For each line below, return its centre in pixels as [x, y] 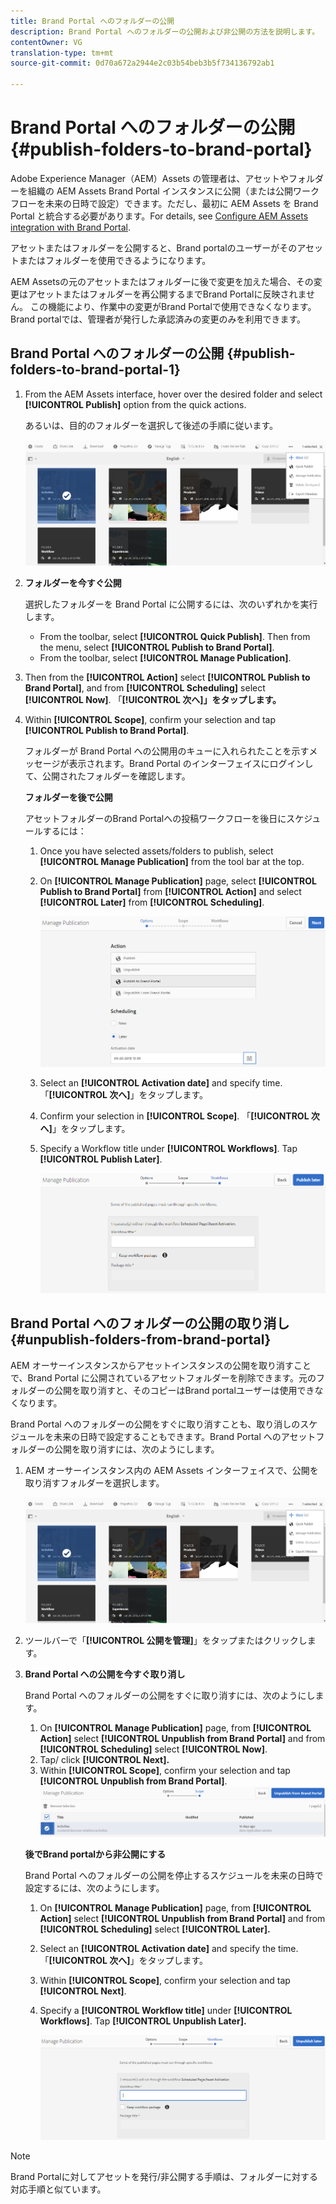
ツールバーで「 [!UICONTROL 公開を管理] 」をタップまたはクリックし [166, 1640]
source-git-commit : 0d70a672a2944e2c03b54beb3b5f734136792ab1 [142, 63]
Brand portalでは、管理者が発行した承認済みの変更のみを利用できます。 [158, 319]
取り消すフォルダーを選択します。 [94, 1482]
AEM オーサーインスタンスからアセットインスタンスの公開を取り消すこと [161, 1365]
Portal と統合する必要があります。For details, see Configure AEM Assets [159, 216]
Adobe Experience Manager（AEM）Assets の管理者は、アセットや [149, 178]
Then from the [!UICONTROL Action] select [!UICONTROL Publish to [167, 677]
